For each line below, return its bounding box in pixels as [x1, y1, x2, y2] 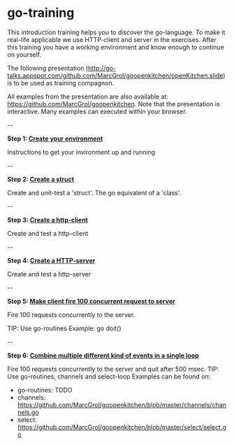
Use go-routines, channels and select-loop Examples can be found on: [7, 372, 211, 381]
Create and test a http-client [7, 229, 89, 237]
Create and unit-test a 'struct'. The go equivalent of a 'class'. [7, 188, 182, 197]
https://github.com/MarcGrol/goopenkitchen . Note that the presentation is [7, 99, 220, 108]
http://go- [87, 64, 117, 72]
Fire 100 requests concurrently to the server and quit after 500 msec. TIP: [7, 365, 219, 373]
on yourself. [7, 50, 42, 59]
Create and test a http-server [7, 269, 92, 278]
